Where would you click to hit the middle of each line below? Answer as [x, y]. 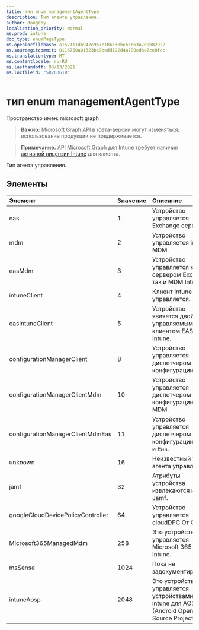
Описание [167, 201]
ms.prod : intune [26, 34]
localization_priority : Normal [45, 28]
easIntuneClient [31, 323]
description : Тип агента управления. [53, 17]
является [165, 316]
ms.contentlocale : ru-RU [37, 61]
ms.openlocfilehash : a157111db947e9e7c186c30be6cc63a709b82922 [86, 45]
